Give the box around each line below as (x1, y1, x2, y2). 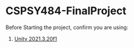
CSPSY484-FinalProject (5, 4, 127, 18)
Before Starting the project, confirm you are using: (5, 24, 129, 31)
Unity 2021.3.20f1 (14, 35, 58, 42)
